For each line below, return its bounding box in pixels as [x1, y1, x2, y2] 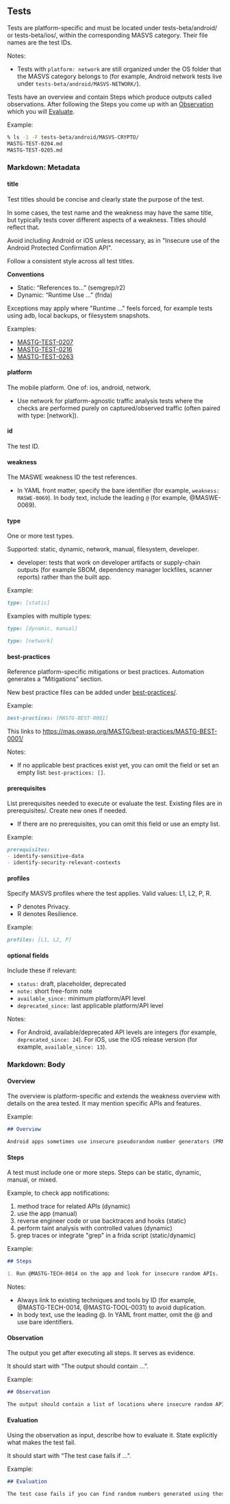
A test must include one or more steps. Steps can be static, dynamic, [7, 1169, 202, 1177]
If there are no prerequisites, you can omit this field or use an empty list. [16, 820, 220, 828]
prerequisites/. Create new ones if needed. [7, 807, 128, 815]
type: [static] [7, 599, 51, 606]
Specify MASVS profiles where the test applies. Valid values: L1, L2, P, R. [7, 890, 212, 898]
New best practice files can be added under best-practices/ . [7, 689, 178, 697]
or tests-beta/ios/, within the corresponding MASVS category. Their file [7, 31, 208, 39]
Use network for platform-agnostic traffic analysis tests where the [16, 396, 203, 405]
